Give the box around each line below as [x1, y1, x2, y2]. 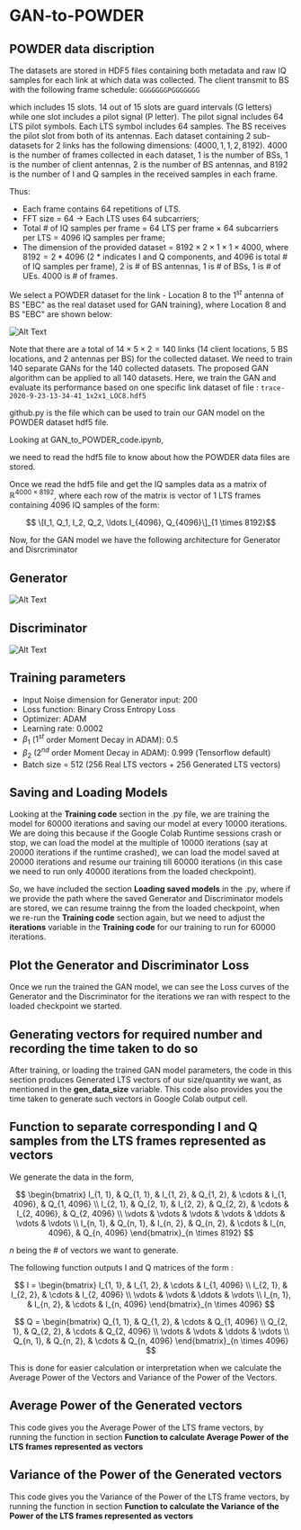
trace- [260, 384, 286, 393]
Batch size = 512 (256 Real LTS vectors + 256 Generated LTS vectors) [22, 758, 281, 770]
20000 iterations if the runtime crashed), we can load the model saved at [9, 847, 280, 858]
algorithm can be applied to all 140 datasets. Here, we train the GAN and [9, 372, 277, 383]
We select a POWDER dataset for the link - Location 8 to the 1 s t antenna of [9, 288, 285, 300]
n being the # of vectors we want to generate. [9, 1245, 179, 1255]
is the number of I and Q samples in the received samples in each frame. [9, 168, 279, 179]
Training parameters [9, 670, 127, 685]
